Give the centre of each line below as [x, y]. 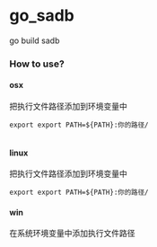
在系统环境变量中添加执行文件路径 [72, 234]
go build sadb [35, 40]
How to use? [37, 64]
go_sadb [42, 16]
